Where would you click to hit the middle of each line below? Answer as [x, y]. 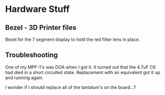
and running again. [24, 78]
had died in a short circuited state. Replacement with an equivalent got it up [83, 72]
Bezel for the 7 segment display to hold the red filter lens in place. [73, 39]
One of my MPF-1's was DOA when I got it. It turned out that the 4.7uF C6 [81, 67]
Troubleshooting [32, 55]
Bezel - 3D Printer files [41, 28]
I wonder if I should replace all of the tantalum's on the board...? [71, 87]
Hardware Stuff [37, 9]
